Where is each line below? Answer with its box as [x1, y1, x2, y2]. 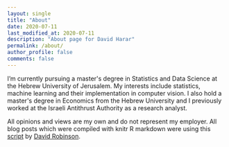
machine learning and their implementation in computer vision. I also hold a [7, 89, 222, 97]
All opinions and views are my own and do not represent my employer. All [7, 117, 217, 126]
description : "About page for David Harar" [7, 36, 135, 43]
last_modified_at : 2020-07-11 [7, 29, 95, 37]
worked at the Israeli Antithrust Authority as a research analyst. [7, 103, 187, 112]
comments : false [7, 55, 54, 62]
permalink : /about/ [7, 42, 64, 49]
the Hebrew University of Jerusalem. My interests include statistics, [7, 81, 201, 90]
